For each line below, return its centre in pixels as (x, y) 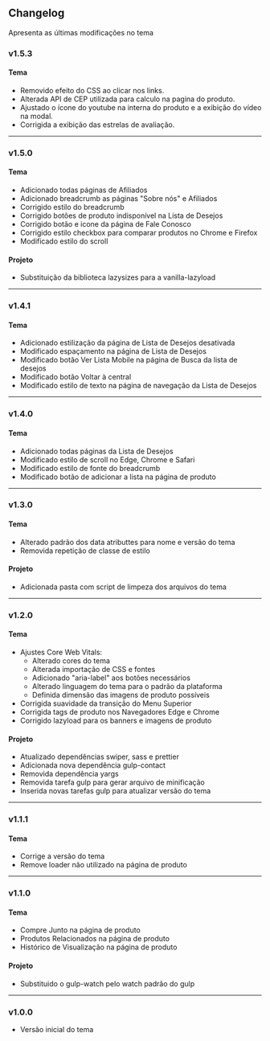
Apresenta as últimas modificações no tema (81, 32)
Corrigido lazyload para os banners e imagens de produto (116, 720)
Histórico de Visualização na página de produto (98, 947)
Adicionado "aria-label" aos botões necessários (111, 678)
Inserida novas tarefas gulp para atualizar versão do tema (115, 791)
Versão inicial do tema (57, 1029)
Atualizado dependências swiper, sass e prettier (99, 757)
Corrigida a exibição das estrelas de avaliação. (97, 125)
